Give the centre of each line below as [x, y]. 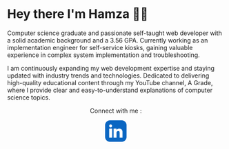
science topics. [29, 97]
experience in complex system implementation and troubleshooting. [103, 55]
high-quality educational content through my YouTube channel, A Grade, [110, 82]
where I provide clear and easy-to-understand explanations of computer [110, 90]
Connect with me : [116, 111]
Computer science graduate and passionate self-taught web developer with [115, 33]
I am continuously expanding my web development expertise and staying [111, 68]
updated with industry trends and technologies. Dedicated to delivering [108, 76]
